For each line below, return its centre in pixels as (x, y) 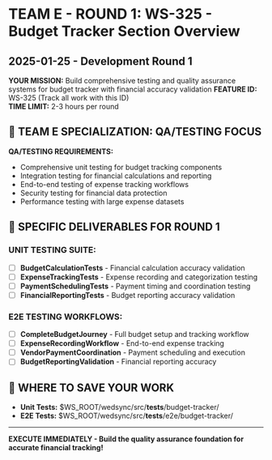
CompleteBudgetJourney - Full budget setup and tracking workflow (134, 334)
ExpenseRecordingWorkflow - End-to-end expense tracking (122, 343)
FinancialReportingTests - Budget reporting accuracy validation (127, 295)
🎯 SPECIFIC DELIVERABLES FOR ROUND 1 (114, 227)
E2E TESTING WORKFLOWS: (66, 317)
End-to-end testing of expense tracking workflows (104, 184)
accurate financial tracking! (56, 448)
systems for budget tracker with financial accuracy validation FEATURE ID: (133, 89)
